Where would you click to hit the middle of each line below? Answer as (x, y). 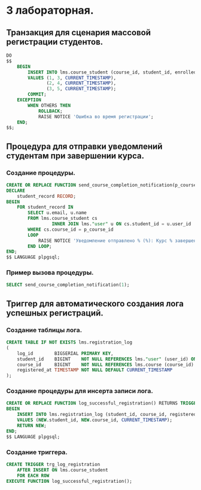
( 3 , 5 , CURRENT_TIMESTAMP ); (81, 89)
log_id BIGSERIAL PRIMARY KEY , (65, 353)
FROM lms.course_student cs (63, 219)
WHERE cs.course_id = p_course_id (71, 229)
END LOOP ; (40, 246)
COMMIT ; (37, 94)
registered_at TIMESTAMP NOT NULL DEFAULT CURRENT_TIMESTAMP (95, 370)
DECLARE (16, 191)
